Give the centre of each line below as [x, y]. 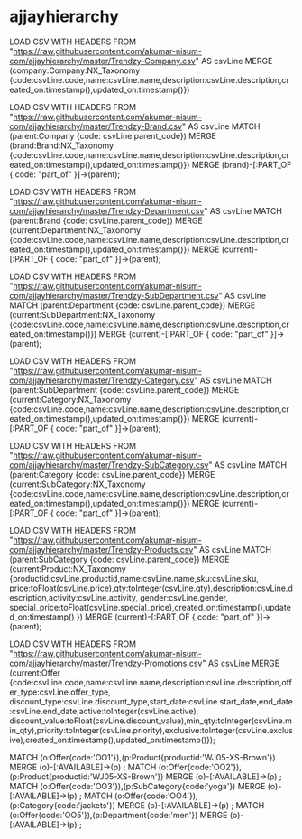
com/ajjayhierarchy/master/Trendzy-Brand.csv [96, 126]
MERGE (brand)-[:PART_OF [242, 164]
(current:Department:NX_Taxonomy [75, 230]
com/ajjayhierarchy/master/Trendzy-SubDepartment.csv [114, 295]
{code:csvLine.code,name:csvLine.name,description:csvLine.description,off [151, 682]
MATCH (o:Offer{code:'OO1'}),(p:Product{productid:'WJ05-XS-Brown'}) [143, 757]
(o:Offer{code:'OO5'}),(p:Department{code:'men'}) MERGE [119, 815]
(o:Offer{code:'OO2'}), [200, 767]
